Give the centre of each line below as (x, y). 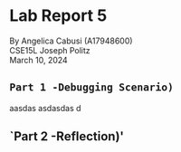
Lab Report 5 (58, 16)
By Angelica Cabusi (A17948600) (71, 41)
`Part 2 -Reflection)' (67, 137)
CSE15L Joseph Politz (50, 50)
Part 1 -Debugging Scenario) (92, 87)
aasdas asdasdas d (45, 108)
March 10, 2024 (38, 60)
